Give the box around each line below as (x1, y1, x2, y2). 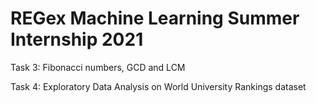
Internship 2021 (10, 28, 144, 51)
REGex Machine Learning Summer (10, 7, 300, 30)
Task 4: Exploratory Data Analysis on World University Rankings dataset (10, 80, 307, 92)
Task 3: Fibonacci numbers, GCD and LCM (10, 61, 186, 73)
